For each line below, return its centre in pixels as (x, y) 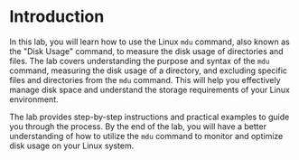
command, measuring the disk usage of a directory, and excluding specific (148, 71)
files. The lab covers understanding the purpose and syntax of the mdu (140, 61)
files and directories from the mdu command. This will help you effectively (145, 80)
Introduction (57, 17)
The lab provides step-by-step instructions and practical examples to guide (149, 117)
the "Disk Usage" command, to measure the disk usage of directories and (146, 51)
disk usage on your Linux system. (72, 146)
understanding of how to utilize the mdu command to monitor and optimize (146, 136)
